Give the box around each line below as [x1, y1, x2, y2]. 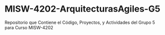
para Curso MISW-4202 [4, 24, 54, 30]
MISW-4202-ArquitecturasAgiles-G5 [4, 3, 161, 15]
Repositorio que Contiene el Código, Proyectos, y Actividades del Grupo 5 [4, 19, 155, 25]
